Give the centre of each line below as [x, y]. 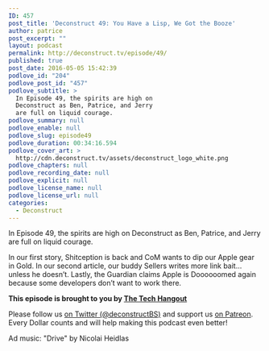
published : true [35, 61]
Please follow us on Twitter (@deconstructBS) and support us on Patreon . [131, 314]
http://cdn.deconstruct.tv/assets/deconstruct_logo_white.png [122, 158]
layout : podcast [35, 46]
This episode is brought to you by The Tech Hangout [98, 299]
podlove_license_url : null [54, 195]
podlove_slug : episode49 [50, 135]
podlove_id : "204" [39, 76]
